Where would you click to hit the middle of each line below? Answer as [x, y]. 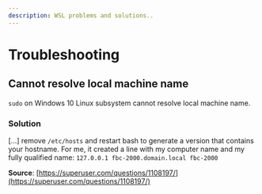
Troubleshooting [64, 54]
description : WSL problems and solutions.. [81, 15]
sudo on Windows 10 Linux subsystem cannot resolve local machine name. [129, 103]
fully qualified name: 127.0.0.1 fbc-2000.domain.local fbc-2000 [113, 157]
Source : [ [24, 173]
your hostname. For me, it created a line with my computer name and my [127, 149]
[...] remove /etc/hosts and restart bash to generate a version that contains [131, 140]
